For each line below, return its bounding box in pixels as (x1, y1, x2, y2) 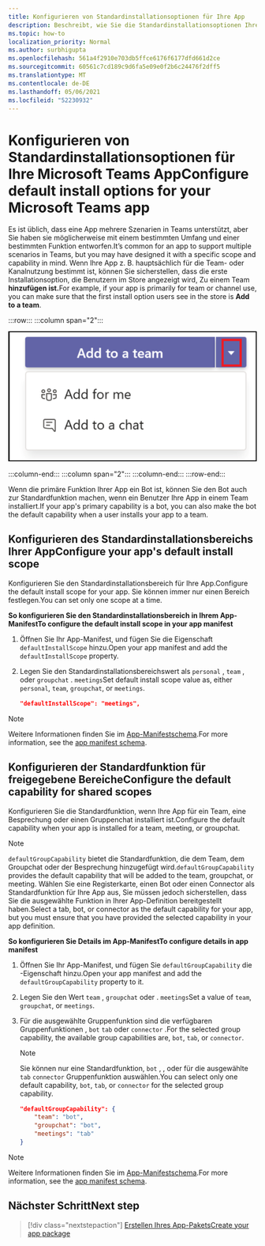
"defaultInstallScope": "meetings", (19, 699, 140, 707)
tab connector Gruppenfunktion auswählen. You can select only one (19, 1072, 238, 1081)
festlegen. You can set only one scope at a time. (8, 595, 163, 604)
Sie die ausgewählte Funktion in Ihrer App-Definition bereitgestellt (8, 896, 222, 905)
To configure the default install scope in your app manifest (37, 619, 233, 628)
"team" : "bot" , (34, 1113, 84, 1121)
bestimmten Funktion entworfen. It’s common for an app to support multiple (8, 241, 252, 251)
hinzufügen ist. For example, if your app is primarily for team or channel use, (8, 283, 257, 293)
